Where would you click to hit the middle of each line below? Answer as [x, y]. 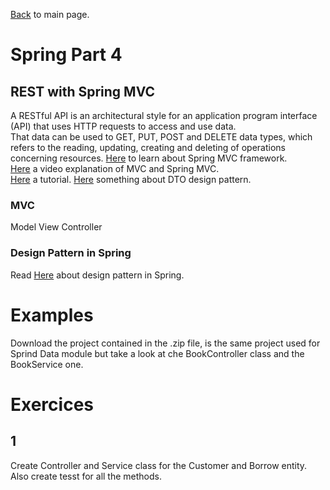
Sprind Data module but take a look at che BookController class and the [157, 353]
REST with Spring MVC [83, 91]
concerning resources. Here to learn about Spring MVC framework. [149, 158]
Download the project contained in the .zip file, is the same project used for [165, 343]
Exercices [52, 404]
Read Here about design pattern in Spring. [97, 275]
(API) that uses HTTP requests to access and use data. [123, 126]
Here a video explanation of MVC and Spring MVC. [115, 168]
